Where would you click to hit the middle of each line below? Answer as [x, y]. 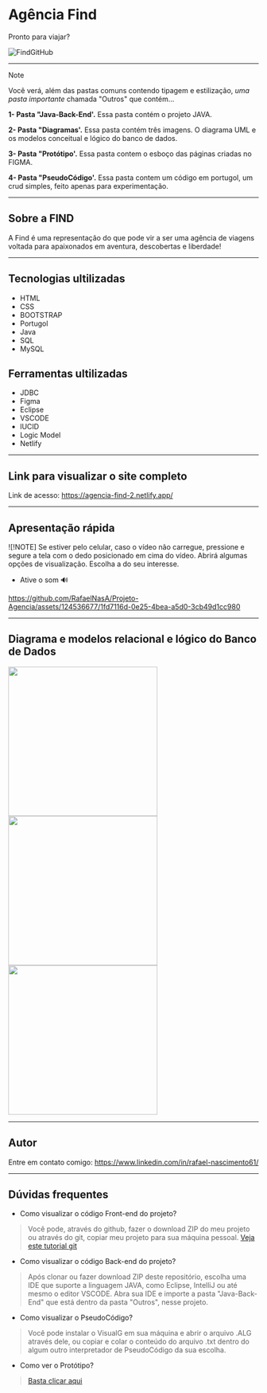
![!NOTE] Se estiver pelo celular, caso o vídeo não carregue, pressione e [126, 547]
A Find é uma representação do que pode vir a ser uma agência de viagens [132, 237]
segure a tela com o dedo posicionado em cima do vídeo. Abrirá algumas [128, 556]
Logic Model [40, 435]
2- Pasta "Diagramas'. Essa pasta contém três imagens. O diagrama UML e [132, 130]
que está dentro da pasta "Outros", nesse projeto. [127, 1302]
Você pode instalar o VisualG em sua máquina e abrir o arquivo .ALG [139, 1333]
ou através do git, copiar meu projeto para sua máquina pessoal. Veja [141, 1238]
